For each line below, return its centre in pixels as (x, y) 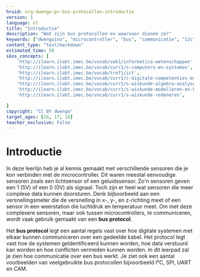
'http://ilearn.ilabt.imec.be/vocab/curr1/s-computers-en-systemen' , (105, 67)
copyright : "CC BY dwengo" (40, 111)
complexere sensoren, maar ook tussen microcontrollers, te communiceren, (99, 213)
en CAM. (17, 269)
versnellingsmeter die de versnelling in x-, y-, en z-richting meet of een (93, 200)
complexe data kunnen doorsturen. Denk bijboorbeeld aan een (83, 194)
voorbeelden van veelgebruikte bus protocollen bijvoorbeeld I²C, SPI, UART (99, 263)
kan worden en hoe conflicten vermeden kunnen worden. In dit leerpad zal (98, 250)
